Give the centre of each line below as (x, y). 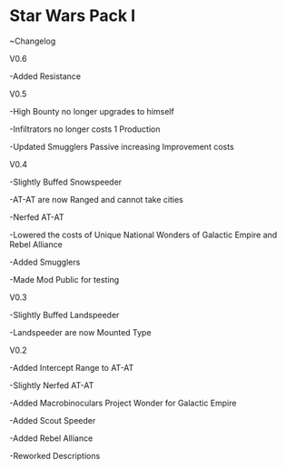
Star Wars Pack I (73, 16)
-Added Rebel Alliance (51, 438)
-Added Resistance (45, 76)
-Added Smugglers (45, 262)
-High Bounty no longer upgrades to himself (92, 111)
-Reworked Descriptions (55, 455)
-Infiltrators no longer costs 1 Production (85, 129)
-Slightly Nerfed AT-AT (52, 385)
